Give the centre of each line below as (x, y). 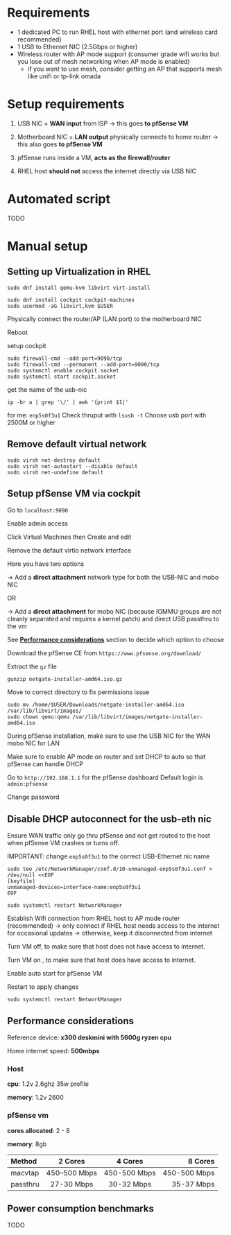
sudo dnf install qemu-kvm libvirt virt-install (79, 288)
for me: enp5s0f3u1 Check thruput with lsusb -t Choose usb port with (107, 415)
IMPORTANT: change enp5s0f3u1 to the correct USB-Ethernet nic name (109, 856)
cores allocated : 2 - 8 (39, 1130)
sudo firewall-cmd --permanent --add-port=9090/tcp (83, 364)
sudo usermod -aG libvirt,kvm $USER (60, 306)
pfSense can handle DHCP (45, 764)
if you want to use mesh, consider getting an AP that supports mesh (125, 69)
